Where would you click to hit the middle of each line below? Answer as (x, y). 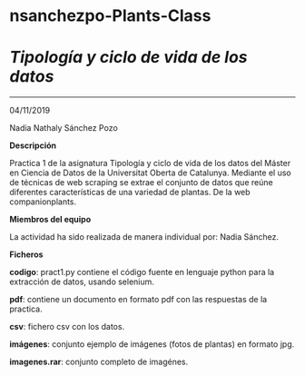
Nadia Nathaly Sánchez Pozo (64, 128)
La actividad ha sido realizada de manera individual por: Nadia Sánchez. (144, 237)
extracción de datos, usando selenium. (82, 282)
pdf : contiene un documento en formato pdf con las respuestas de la (138, 300)
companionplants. (43, 202)
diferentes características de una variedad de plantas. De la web (130, 193)
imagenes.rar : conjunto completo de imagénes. (99, 362)
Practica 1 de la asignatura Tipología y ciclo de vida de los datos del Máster (150, 163)
